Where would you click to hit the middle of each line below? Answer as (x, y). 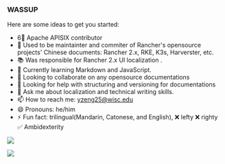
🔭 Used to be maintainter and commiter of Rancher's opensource (109, 45)
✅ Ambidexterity (40, 127)
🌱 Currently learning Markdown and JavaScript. (84, 70)
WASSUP (23, 10)
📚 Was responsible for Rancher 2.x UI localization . (90, 60)
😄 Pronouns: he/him (46, 109)
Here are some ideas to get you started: (63, 25)
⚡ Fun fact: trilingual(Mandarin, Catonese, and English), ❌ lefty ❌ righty (117, 117)
